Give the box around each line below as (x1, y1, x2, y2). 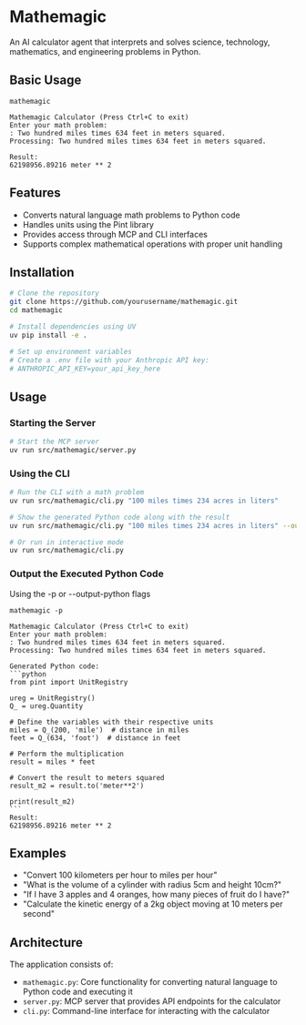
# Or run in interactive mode (9, 537, 125, 547)
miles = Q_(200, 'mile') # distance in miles (9, 726, 189, 735)
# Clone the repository (9, 289, 100, 298)
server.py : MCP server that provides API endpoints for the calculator (22, 996, 281, 1007)
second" (22, 908, 56, 919)
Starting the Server (9, 416, 97, 429)
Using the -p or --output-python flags (9, 588, 151, 599)
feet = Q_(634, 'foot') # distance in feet (9, 733, 181, 743)
